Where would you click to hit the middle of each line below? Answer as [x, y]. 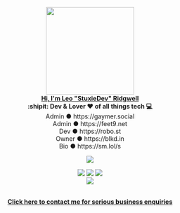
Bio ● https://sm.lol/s [90, 146]
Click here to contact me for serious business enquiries [90, 202]
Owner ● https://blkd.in [90, 139]
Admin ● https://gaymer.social [90, 116]
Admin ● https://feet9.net [90, 124]
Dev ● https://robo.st [90, 131]
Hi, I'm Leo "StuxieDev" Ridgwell [90, 98]
